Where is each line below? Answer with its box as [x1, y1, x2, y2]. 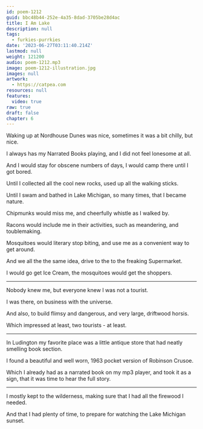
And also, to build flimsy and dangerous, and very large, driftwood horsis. [6, 310, 189, 317]
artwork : [6, 76, 28, 82]
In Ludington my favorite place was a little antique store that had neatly [6, 339, 183, 346]
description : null [6, 25, 53, 32]
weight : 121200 [6, 54, 45, 60]
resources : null [6, 87, 47, 94]
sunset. [6, 417, 25, 424]
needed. [6, 399, 27, 406]
